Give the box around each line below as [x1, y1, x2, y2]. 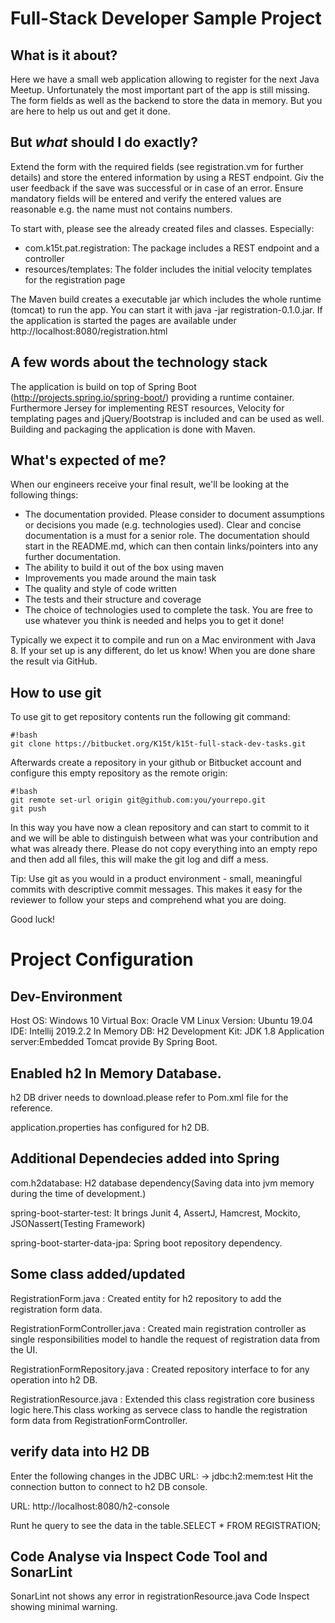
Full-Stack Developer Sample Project [10, 7, 322, 30]
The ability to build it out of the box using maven [24, 562, 224, 574]
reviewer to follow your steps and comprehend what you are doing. [10, 894, 287, 906]
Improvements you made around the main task [24, 572, 217, 584]
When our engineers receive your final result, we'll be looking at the [10, 478, 290, 491]
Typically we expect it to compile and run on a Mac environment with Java [10, 634, 317, 646]
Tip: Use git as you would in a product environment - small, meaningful [10, 873, 303, 885]
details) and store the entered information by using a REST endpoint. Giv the [10, 171, 325, 183]
